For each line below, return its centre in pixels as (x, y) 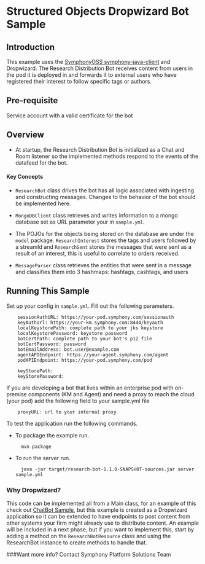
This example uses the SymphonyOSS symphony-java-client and (88, 62)
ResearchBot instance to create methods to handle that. (77, 542)
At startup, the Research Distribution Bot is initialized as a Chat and (100, 149)
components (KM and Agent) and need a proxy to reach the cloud (111, 394)
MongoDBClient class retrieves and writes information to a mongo (96, 215)
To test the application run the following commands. (72, 423)
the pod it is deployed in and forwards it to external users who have (91, 75)
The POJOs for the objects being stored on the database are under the (105, 233)
